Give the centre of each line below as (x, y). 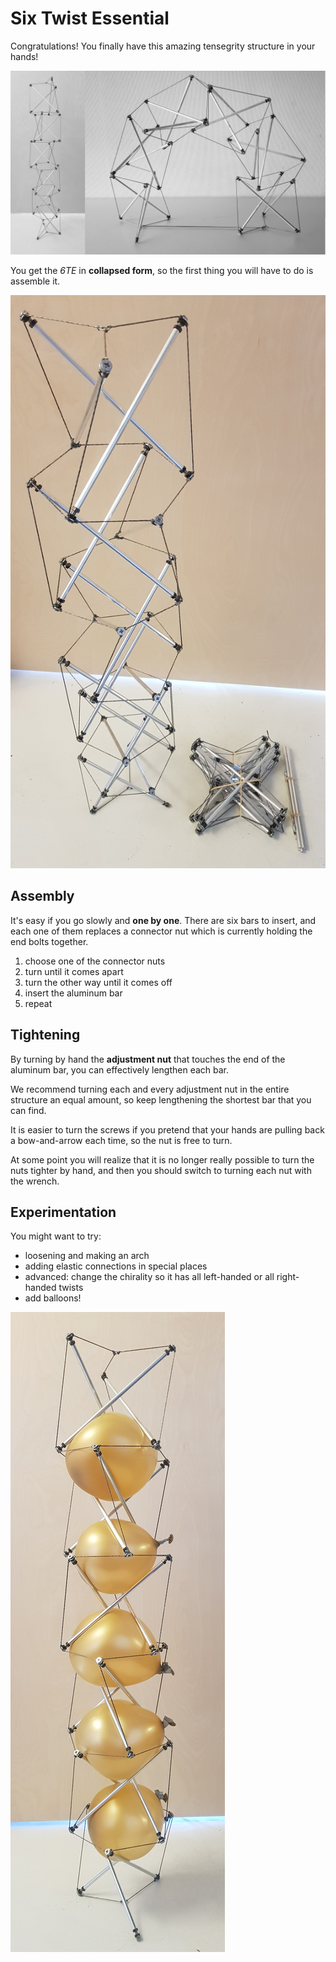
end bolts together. (49, 941)
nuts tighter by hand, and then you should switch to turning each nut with (161, 1170)
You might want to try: (56, 1236)
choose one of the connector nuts (95, 961)
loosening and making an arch (87, 1256)
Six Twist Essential (90, 18)
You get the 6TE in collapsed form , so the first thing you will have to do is (162, 271)
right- (288, 1277)
